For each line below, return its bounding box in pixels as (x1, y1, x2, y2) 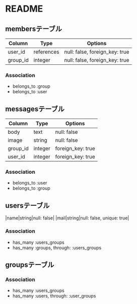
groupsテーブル (5, 260, 54, 269)
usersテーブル (5, 201, 50, 210)
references (33, 49, 59, 55)
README (5, 3, 43, 15)
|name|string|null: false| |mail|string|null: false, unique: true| (5, 215, 129, 221)
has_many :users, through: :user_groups (12, 293, 96, 299)
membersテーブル (5, 24, 62, 33)
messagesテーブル (5, 104, 64, 113)
